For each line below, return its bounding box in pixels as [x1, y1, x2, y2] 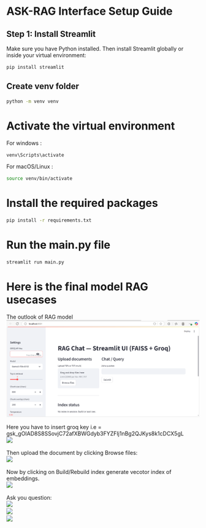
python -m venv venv [6, 98, 59, 104]
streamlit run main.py [6, 259, 64, 265]
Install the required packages [6, 196, 158, 210]
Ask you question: [6, 494, 52, 501]
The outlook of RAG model [6, 313, 74, 320]
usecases [6, 293, 57, 307]
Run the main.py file [6, 238, 110, 252]
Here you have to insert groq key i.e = [6, 423, 102, 430]
